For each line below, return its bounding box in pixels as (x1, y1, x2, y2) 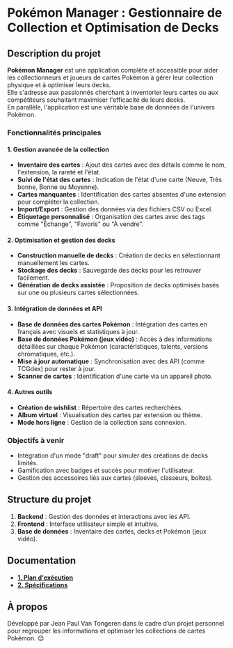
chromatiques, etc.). (17, 349, 75, 358)
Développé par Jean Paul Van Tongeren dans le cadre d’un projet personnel (7, 619, 225, 628)
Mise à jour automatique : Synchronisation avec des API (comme (17, 357, 205, 366)
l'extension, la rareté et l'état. (17, 168, 101, 176)
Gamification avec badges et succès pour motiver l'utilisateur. (17, 466, 195, 475)
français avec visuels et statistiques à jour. (17, 327, 139, 336)
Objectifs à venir (7, 435, 65, 445)
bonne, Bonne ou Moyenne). (17, 183, 99, 191)
